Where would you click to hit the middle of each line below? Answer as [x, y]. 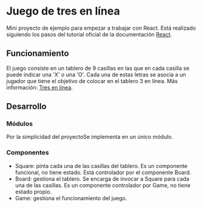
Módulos [20, 124]
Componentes [28, 153]
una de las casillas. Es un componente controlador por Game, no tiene [103, 185]
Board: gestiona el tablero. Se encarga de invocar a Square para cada [102, 179]
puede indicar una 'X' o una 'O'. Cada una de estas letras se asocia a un [96, 75]
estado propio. [33, 192]
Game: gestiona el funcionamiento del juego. [71, 198]
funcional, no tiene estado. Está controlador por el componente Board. [103, 172]
